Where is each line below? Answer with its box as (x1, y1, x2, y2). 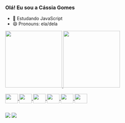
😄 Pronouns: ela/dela (12, 21, 58, 27)
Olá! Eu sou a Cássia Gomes (5, 4, 75, 11)
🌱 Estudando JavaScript (12, 16, 63, 22)
